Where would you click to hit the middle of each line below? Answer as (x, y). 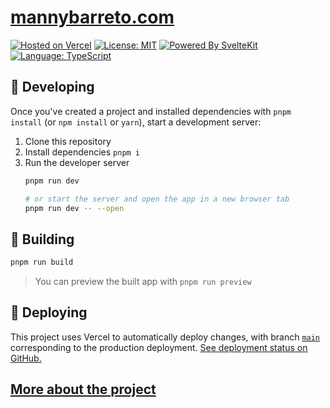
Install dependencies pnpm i (82, 152)
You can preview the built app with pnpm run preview (143, 282)
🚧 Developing (52, 87)
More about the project (83, 389)
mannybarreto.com (92, 17)
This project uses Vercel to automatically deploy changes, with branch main (165, 337)
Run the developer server (77, 162)
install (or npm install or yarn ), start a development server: (136, 122)
